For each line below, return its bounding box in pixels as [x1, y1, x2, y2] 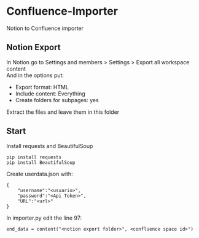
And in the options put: [6, 72, 64, 79]
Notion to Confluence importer [6, 24, 84, 32]
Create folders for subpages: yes [15, 96, 99, 103]
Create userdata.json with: [6, 170, 73, 177]
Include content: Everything [15, 90, 86, 97]
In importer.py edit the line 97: [6, 214, 82, 221]
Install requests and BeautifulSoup [6, 142, 93, 149]
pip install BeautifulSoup [6, 159, 76, 166]
